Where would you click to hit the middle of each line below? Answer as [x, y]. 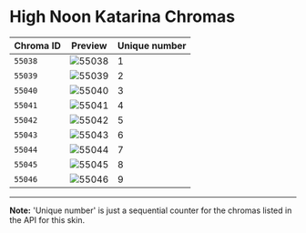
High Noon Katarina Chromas [122, 17]
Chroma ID [37, 46]
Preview [89, 46]
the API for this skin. [47, 219]
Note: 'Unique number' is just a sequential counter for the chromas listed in [151, 210]
